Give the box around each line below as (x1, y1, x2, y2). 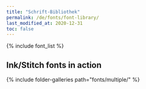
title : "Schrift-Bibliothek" (6, 8, 80, 15)
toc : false (6, 25, 34, 32)
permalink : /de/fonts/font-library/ (6, 15, 99, 21)
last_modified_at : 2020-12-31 (6, 20, 83, 26)
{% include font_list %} (6, 42, 64, 50)
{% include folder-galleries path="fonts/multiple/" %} (6, 76, 140, 84)
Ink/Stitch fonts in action (6, 60, 102, 70)
